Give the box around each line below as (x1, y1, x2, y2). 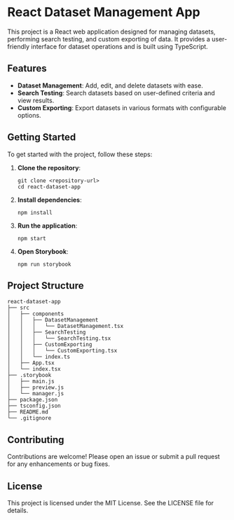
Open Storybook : (17, 247, 69, 256)
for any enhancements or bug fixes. (7, 460, 111, 468)
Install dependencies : (17, 196, 82, 204)
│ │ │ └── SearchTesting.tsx (7, 335, 111, 342)
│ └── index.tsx (7, 366, 61, 373)
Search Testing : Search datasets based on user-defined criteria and (17, 88, 215, 97)
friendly (7, 42, 30, 50)
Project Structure (7, 280, 84, 292)
